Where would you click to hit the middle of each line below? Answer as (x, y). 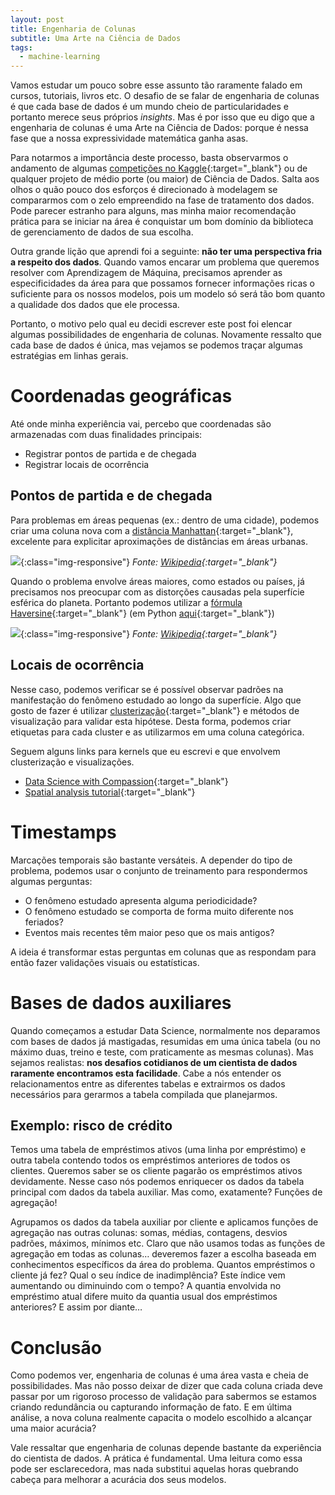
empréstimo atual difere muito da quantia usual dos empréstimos (144, 1297)
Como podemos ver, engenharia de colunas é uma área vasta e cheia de (159, 1375)
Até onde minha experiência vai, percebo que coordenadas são (141, 424)
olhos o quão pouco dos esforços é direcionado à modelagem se (144, 190)
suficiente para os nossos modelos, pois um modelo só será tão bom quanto (168, 294)
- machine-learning (60, 57)
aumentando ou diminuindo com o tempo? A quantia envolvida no (146, 1286)
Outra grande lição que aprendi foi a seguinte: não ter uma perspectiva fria (166, 252)
